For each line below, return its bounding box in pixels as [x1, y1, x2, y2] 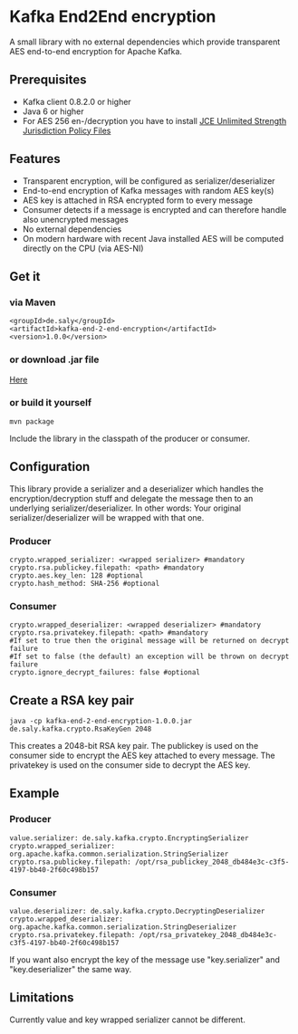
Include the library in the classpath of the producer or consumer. [9, 433, 251, 444]
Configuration [9, 459, 91, 474]
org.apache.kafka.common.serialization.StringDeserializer [9, 923, 237, 932]
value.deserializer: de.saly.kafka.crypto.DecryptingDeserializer [9, 907, 265, 916]
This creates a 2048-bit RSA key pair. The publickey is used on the [9, 741, 259, 752]
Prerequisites [9, 72, 87, 88]
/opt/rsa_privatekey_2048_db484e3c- [139, 931, 278, 940]
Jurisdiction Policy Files [22, 125, 111, 136]
